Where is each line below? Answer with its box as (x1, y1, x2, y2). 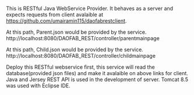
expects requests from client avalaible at (6, 11, 104, 18)
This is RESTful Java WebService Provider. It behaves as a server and (6, 5, 174, 12)
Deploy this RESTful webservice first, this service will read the (6, 64, 156, 71)
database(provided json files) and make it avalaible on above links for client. (6, 70, 188, 76)
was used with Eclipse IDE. (6, 82, 71, 89)
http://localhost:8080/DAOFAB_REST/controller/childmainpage (6, 52, 156, 59)
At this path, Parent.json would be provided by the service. (6, 29, 147, 36)
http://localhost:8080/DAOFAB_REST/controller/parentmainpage (6, 35, 160, 41)
